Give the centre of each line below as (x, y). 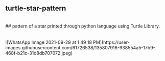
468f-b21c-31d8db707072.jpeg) (39, 53)
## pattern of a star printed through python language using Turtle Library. (82, 26)
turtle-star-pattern (36, 8)
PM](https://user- (111, 42)
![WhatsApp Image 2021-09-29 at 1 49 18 (49, 42)
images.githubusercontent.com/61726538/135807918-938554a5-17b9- (80, 47)
